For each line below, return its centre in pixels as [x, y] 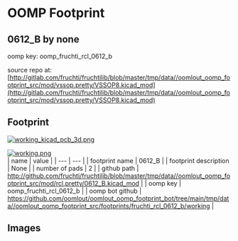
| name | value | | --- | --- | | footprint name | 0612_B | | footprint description [118, 160]
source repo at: [29, 70]
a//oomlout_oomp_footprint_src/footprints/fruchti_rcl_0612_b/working [109, 206]
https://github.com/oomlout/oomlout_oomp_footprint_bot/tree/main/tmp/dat [118, 198]
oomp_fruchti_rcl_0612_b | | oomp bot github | [75, 191]
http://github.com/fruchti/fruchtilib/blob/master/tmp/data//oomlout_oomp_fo [119, 176]
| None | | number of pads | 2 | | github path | [73, 168]
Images [24, 228]
